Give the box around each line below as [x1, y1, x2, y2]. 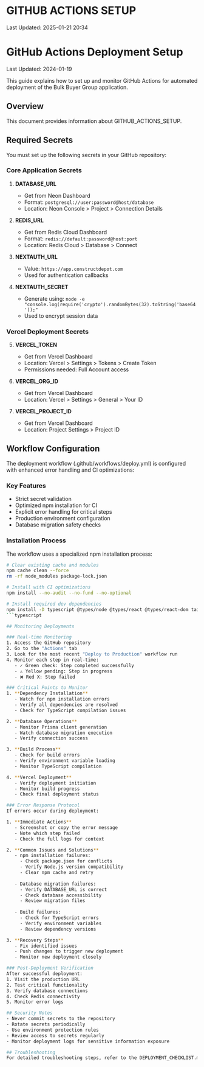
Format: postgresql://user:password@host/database [24, 198, 154, 206]
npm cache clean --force [6, 567, 69, 574]
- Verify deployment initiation [14, 780, 97, 786]
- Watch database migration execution [14, 730, 113, 736]
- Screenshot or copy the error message [14, 824, 118, 831]
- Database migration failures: [14, 881, 97, 887]
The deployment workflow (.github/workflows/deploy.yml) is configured [6, 460, 186, 467]
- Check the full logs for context [14, 836, 104, 842]
